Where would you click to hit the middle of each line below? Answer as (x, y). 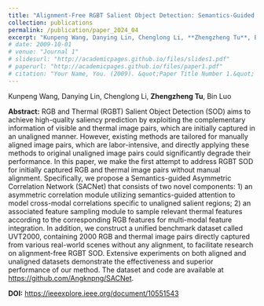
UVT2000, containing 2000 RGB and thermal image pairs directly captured (129, 236)
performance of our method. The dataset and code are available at (116, 270)
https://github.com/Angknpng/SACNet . (71, 278)
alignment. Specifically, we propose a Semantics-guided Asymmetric (120, 178)
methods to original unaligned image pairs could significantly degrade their (130, 153)
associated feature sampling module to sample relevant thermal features (125, 211)
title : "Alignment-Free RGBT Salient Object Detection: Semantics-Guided (132, 15)
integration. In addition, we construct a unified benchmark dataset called (126, 228)
